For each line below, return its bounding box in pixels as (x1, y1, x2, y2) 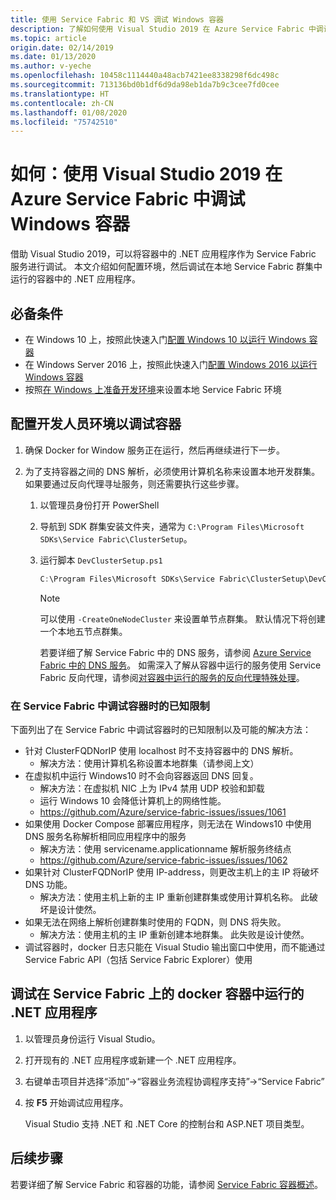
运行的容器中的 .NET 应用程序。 (10, 273, 141, 285)
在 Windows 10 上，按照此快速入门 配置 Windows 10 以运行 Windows (24, 334, 307, 345)
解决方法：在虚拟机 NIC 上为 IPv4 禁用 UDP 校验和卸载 (39, 782, 265, 794)
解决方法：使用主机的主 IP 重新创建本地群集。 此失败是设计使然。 (39, 928, 310, 940)
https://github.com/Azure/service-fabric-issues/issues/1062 (39, 854, 288, 866)
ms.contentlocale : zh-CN (10, 98, 114, 108)
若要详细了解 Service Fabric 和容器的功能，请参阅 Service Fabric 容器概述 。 (10, 1178, 324, 1190)
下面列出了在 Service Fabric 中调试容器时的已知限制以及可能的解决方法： (10, 723, 312, 735)
